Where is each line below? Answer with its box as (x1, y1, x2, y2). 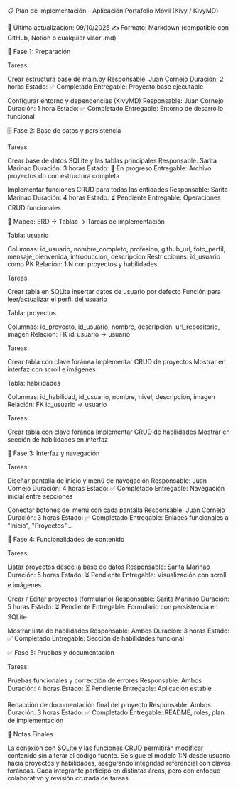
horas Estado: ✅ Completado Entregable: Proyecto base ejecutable (7, 82, 204, 91)
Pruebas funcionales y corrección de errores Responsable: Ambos (7, 676, 202, 685)
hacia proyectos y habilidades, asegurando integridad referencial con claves (7, 759, 231, 767)
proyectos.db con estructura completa (7, 172, 120, 180)
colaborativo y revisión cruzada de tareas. (7, 774, 131, 782)
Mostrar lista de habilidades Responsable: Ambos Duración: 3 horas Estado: (7, 626, 229, 635)
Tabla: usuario (7, 231, 49, 239)
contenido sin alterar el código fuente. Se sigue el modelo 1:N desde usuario (7, 751, 231, 759)
